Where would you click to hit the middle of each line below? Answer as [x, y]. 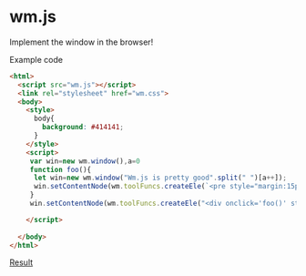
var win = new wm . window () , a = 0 [85, 161]
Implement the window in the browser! [82, 42]
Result [21, 262]
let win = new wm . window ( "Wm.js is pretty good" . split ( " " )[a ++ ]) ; [160, 178]
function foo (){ [61, 169]
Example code [36, 59]
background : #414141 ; [83, 128]
